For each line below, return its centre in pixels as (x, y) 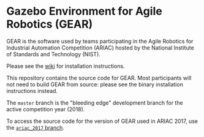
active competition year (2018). (46, 109)
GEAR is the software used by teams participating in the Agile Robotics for (100, 41)
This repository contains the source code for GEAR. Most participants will (99, 78)
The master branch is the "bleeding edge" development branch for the (95, 103)
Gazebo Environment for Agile (84, 11)
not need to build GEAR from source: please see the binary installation (95, 84)
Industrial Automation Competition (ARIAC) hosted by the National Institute (100, 48)
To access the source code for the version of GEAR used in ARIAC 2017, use (102, 121)
